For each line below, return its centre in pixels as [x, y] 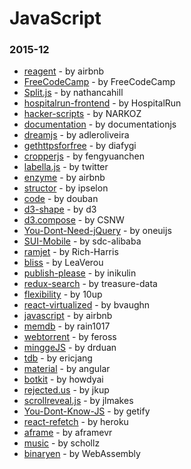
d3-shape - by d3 [60, 209]
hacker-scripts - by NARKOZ [82, 114]
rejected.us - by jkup [66, 390]
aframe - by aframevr [68, 433]
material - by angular [67, 369]
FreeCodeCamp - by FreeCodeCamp [99, 82]
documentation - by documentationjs [100, 124]
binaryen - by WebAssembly [82, 454]
